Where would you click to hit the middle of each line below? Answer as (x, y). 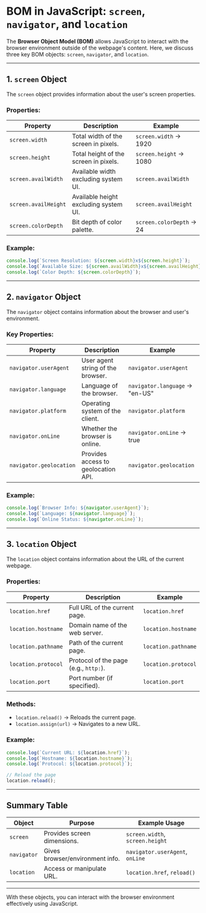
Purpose (82, 823)
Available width (94, 172)
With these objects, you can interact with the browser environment (90, 897)
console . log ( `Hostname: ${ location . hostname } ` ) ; (70, 758)
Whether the (99, 429)
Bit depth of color (97, 222)
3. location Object (42, 544)
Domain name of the (98, 625)
